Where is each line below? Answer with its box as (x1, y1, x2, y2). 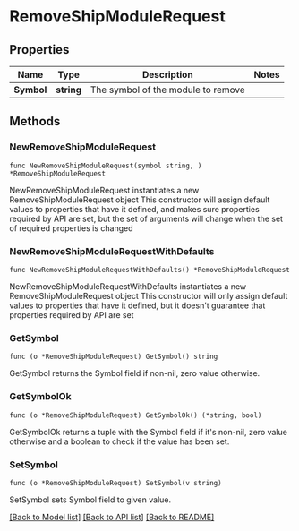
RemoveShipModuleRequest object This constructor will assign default (9, 194, 270, 205)
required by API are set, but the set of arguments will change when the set (9, 213, 284, 224)
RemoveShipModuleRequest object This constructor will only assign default (9, 290, 288, 301)
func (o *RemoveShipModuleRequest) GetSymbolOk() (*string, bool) (9, 410, 262, 420)
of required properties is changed (9, 222, 133, 234)
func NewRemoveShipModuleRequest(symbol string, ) (9, 161, 202, 170)
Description (141, 69, 194, 81)
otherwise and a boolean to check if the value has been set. (9, 436, 230, 447)
